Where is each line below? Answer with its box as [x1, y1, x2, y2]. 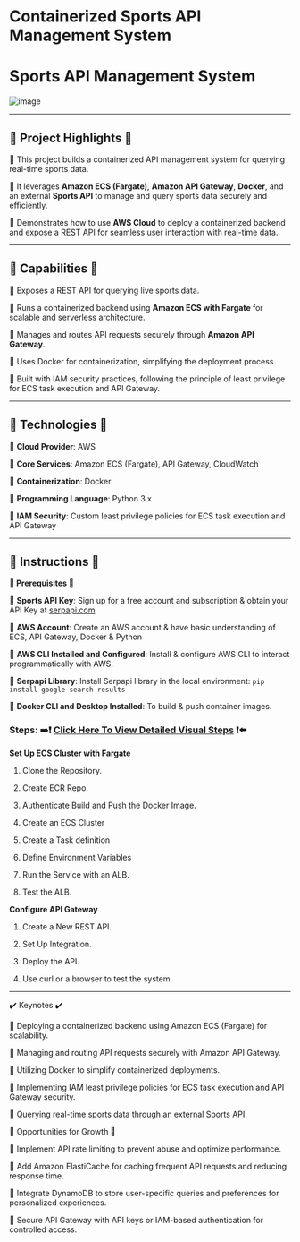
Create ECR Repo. [21, 782, 89, 793]
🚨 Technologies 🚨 [9, 417, 108, 433]
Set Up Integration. [21, 938, 92, 949]
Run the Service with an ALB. [21, 869, 129, 879]
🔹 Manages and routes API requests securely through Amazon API [9, 329, 254, 339]
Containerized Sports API [9, 6, 202, 27]
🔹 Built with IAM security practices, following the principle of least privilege [9, 373, 286, 384]
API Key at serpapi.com [9, 604, 96, 615]
